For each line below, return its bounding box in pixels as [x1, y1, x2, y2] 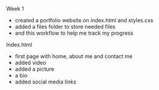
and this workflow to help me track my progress [14, 29, 134, 37]
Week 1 [6, 5, 24, 12]
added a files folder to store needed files [14, 23, 116, 30]
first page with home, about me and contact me [14, 53, 133, 59]
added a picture [14, 65, 55, 73]
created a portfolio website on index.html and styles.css [14, 17, 154, 23]
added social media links [14, 78, 77, 85]
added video [14, 59, 46, 66]
